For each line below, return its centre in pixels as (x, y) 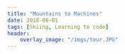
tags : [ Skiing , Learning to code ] (58, 27)
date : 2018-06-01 (33, 20)
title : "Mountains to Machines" (55, 14)
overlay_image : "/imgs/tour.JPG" (69, 40)
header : (19, 33)
